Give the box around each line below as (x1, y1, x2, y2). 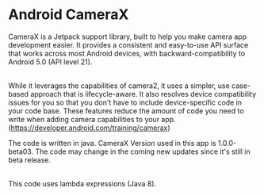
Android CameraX (8, 6, 129, 24)
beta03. (8, 147, 34, 156)
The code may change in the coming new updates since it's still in (35, 147, 251, 156)
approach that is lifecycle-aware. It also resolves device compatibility (30, 89, 257, 98)
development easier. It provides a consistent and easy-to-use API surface (8, 40, 249, 49)
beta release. (8, 155, 52, 164)
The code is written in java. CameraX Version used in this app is (8, 138, 216, 147)
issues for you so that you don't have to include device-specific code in (8, 97, 243, 107)
